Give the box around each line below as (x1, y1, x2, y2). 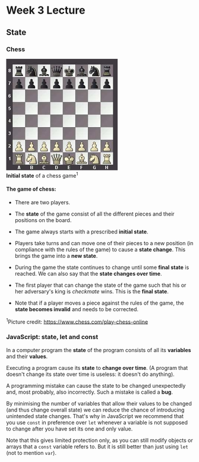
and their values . (6, 353, 48, 360)
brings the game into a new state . (14, 252, 98, 259)
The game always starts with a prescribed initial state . (14, 228, 149, 235)
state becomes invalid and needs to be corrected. (14, 305, 138, 312)
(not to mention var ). (6, 449, 56, 456)
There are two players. (14, 198, 70, 205)
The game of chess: (6, 185, 56, 193)
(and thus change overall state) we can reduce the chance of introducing (6, 406, 185, 413)
